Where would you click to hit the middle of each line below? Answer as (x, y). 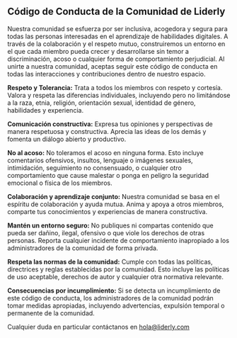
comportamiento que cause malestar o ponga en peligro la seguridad (108, 175)
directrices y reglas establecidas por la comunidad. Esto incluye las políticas (118, 269)
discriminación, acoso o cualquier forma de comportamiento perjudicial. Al (116, 59)
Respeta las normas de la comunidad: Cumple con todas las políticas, (110, 261)
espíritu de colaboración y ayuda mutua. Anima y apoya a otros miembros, (116, 204)
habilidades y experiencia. (45, 110)
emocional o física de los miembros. (60, 183)
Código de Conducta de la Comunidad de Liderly (116, 12)
